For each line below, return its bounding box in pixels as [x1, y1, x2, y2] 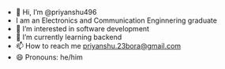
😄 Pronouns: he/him [15, 53, 83, 62]
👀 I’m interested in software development [15, 24, 150, 33]
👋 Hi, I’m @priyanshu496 [15, 8, 97, 16]
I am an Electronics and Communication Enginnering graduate [15, 16, 217, 25]
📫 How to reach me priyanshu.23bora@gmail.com [15, 42, 182, 50]
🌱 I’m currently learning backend [15, 32, 122, 42]
